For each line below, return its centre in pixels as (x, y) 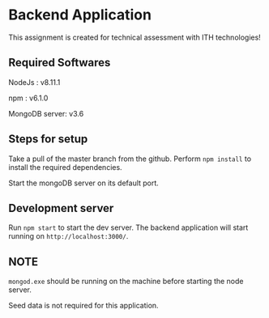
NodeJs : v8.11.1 (34, 82)
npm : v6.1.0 (28, 98)
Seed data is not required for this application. (84, 306)
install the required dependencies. (66, 167)
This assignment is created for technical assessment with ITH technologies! (134, 37)
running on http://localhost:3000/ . (68, 236)
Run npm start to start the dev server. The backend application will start (128, 227)
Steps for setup (48, 139)
